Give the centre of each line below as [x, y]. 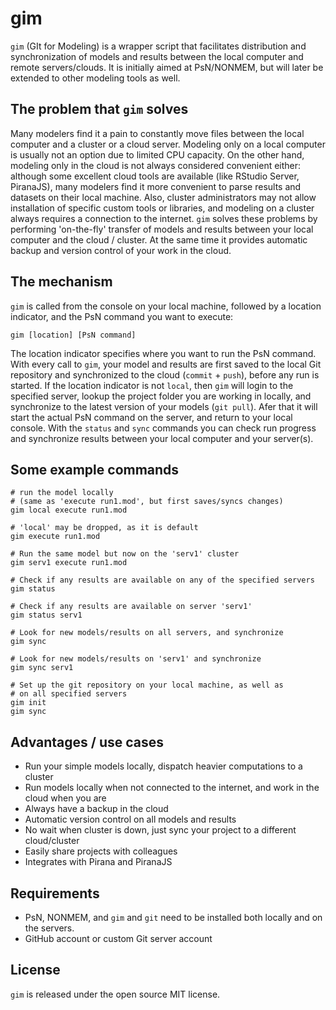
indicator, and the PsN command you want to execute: [122, 316]
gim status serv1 [46, 615]
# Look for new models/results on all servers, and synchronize [147, 633]
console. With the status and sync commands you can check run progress [163, 428]
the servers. [49, 928]
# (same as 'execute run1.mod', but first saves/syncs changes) [147, 502]
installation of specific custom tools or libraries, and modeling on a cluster [162, 208]
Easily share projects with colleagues [101, 851]
